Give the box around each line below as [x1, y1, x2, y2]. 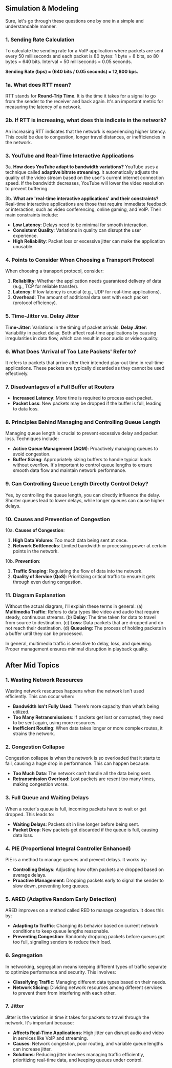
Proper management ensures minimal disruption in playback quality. [5, 646, 148, 652]
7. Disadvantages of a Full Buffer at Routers [5, 383, 115, 390]
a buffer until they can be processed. [5, 630, 83, 637]
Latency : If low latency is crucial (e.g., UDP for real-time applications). [12, 289, 161, 295]
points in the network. [12, 548, 59, 555]
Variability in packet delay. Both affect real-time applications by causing [5, 329, 157, 335]
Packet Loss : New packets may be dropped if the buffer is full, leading [12, 400, 162, 407]
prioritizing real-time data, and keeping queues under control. [12, 1057, 143, 1063]
